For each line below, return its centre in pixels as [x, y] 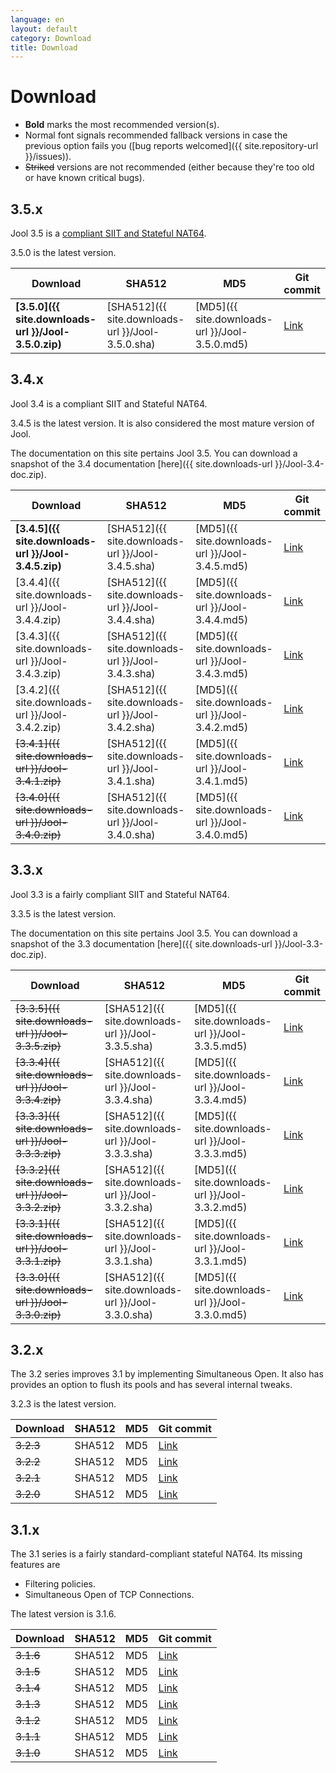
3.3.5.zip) [38, 1046]
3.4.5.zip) [38, 566]
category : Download [51, 38]
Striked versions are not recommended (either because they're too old [169, 167]
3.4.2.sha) [131, 727]
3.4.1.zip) [38, 781]
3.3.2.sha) [128, 1207]
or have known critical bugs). [84, 178]
